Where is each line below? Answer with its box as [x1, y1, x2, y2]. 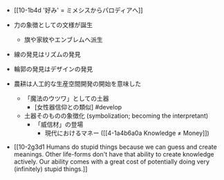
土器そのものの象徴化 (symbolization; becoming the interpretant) [24, 111, 209, 120]
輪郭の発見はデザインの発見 [13, 65, 93, 73]
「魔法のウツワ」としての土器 [24, 94, 109, 102]
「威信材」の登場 [34, 120, 84, 128]
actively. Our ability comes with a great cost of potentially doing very [13, 158, 209, 165]
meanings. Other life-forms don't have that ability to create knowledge [13, 150, 214, 158]
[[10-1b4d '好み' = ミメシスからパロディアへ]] [13, 6, 143, 14]
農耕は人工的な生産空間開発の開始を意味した [13, 80, 142, 88]
